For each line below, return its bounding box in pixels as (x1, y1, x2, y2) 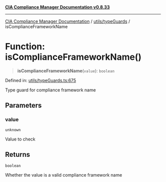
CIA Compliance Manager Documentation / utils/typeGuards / (5, 18, 130, 24)
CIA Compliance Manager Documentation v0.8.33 (5, 4, 110, 10)
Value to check (5, 136, 36, 142)
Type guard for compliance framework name (5, 87, 96, 93)
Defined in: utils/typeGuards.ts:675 (5, 77, 77, 83)
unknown (5, 127, 21, 133)
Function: (5, 41, 45, 52)
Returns (5, 150, 31, 159)
